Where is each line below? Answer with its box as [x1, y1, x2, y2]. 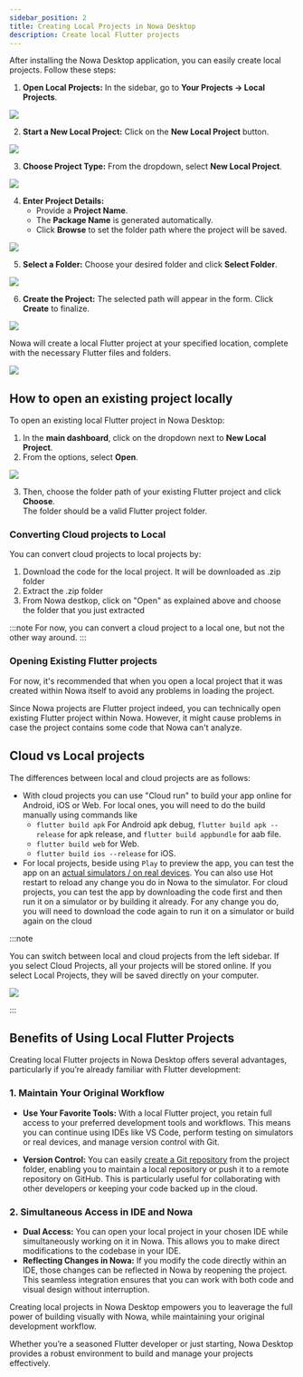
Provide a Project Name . [35, 205, 128, 216]
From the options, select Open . [22, 452, 138, 463]
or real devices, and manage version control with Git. [22, 1136, 220, 1147]
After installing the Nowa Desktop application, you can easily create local [9, 55, 282, 66]
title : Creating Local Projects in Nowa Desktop [9, 22, 196, 31]
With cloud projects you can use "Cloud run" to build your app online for [22, 790, 292, 801]
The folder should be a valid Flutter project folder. [22, 505, 208, 517]
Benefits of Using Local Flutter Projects [9, 1030, 235, 1046]
